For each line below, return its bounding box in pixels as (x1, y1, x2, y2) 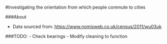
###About (5, 14, 27, 19)
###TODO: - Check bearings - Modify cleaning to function (5, 33, 128, 39)
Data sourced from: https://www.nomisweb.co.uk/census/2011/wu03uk (12, 23, 162, 29)
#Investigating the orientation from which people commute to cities (5, 4, 146, 10)
